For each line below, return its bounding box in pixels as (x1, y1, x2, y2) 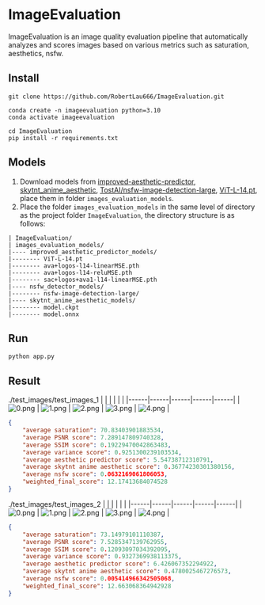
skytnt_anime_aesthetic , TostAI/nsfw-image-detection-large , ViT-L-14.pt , (19, 185, 258, 195)
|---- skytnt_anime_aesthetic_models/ (8, 296, 136, 304)
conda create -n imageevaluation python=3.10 (8, 106, 161, 114)
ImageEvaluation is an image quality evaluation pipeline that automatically (8, 32, 248, 41)
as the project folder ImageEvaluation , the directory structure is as (19, 210, 235, 219)
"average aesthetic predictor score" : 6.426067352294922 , (22, 560, 218, 568)
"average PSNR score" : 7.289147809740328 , (22, 433, 165, 441)
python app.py (8, 352, 55, 361)
